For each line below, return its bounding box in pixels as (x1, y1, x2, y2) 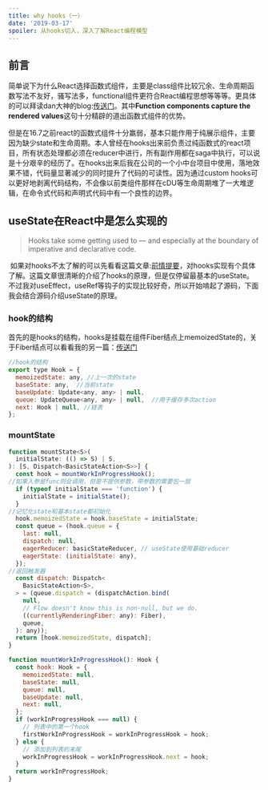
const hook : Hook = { (15, 663, 88, 671)
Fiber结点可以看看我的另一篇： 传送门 (14, 342, 138, 353)
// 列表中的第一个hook (22, 723, 90, 732)
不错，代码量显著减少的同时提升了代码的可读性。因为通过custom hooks (14, 168, 251, 178)
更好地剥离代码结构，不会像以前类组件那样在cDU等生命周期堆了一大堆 (14, 178, 247, 188)
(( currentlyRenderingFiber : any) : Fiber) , (22, 611, 166, 619)
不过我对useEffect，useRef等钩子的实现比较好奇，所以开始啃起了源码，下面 (8, 281, 259, 290)
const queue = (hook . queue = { (15, 522, 120, 530)
